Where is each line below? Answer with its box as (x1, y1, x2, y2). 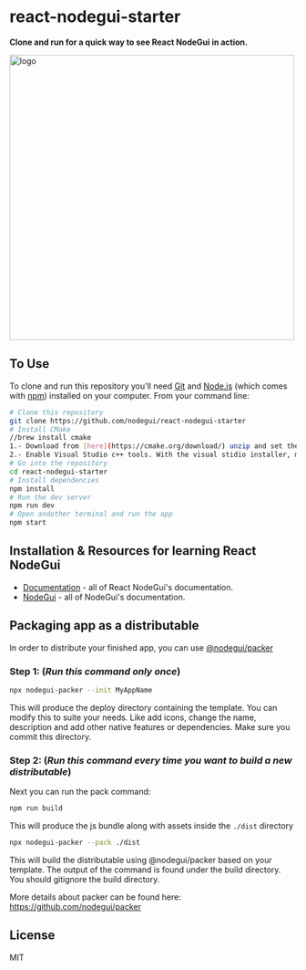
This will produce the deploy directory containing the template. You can (9, 702, 278, 713)
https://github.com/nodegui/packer (9, 901, 142, 912)
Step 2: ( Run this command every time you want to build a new (9, 754, 293, 767)
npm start (9, 518, 47, 527)
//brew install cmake (9, 433, 92, 443)
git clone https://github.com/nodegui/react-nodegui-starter (9, 416, 247, 425)
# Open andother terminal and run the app (9, 509, 173, 519)
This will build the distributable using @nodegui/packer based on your (9, 854, 273, 865)
